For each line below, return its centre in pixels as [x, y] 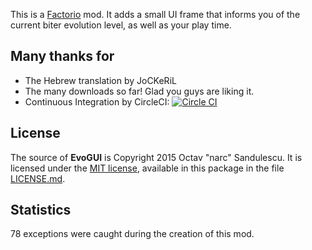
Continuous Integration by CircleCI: [97, 101]
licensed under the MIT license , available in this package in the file [147, 168]
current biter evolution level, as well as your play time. [121, 25]
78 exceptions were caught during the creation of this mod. [132, 234]
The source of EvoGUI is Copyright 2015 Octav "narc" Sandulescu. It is [156, 157]
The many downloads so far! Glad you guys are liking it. [139, 91]
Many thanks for [62, 56]
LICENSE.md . [38, 178]
